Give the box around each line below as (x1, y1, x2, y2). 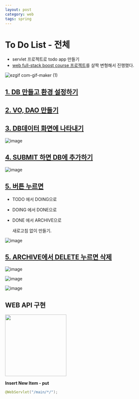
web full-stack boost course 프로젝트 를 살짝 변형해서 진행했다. (12, 63, 135, 68)
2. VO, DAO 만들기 (5, 106, 59, 115)
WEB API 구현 (5, 301, 46, 309)
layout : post (5, 7, 32, 12)
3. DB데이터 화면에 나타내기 (5, 124, 84, 133)
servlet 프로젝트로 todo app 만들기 (12, 56, 80, 62)
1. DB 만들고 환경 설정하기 (5, 88, 78, 96)
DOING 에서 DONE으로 (12, 206, 57, 212)
